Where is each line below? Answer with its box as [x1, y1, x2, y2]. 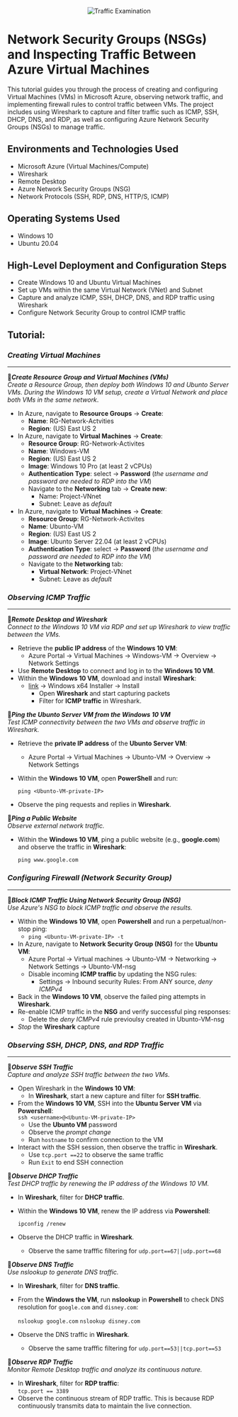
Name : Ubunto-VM [28, 522, 84, 531]
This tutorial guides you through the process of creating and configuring [7, 85, 218, 94]
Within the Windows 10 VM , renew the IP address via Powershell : [17, 1207, 210, 1215]
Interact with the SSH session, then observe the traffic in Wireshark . [17, 1143, 218, 1151]
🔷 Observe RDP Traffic [7, 1357, 74, 1366]
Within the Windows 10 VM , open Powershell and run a [17, 917, 181, 925]
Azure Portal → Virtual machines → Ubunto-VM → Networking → [28, 954, 217, 963]
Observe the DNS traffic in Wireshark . [17, 1330, 130, 1338]
